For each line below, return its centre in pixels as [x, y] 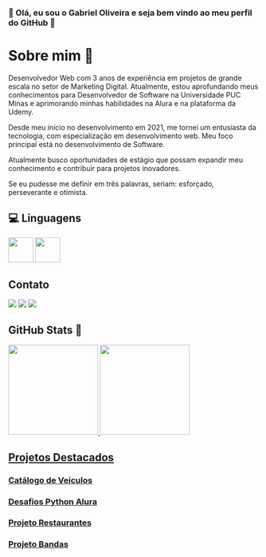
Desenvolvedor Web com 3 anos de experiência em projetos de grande [125, 78]
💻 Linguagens [45, 219]
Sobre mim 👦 [51, 56]
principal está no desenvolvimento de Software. [87, 144]
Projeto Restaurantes [50, 523]
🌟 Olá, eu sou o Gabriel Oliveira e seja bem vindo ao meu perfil [130, 13]
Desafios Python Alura [53, 501]
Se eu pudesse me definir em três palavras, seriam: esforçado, [111, 184]
